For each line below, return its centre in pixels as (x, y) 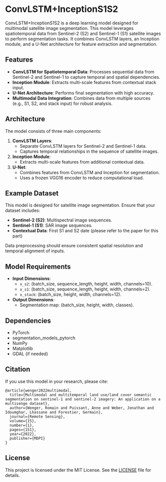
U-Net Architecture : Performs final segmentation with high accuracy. (83, 93)
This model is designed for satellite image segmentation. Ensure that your (80, 205)
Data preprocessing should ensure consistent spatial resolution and (74, 246)
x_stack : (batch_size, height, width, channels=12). (70, 294)
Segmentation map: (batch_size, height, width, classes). (77, 305)
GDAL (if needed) (30, 354)
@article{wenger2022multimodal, (38, 390)
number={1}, (22, 425)
